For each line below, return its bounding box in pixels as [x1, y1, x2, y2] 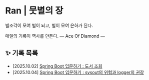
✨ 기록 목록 [5, 49, 38, 58]
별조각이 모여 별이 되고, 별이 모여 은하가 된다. [5, 22, 93, 28]
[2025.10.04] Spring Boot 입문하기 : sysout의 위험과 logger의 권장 [12, 69, 144, 75]
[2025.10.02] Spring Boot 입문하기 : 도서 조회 [12, 63, 102, 69]
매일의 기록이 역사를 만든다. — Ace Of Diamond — [5, 33, 105, 39]
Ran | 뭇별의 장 [5, 5, 63, 16]
